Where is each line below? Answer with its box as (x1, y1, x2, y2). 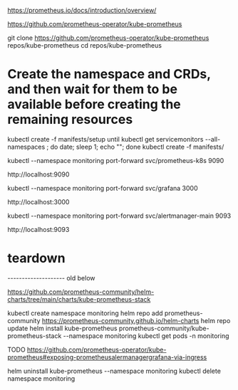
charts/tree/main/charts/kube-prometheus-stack (7, 295, 151, 303)
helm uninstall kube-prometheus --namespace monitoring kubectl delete (7, 367, 221, 375)
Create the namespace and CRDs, (7, 66, 212, 83)
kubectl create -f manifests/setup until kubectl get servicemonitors (7, 135, 204, 143)
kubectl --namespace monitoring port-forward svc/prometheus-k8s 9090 (7, 156, 224, 164)
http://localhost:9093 (7, 225, 70, 233)
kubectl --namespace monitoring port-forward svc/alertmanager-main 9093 (7, 211, 232, 220)
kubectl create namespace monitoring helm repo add (7, 309, 163, 317)
